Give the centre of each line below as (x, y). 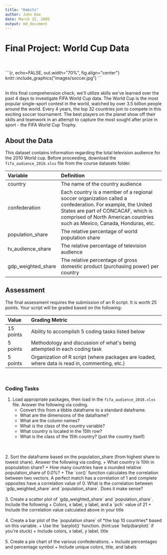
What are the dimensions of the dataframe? (64, 415)
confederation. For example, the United (107, 204)
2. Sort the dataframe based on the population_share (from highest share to (83, 457)
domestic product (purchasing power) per (110, 266)
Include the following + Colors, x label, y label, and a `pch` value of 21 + (78, 505)
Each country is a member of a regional (107, 192)
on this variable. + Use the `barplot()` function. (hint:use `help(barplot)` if (80, 526)
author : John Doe (23, 14)
